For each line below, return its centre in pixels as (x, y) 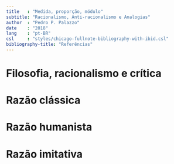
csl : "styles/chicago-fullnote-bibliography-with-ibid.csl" (87, 39)
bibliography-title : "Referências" (50, 45)
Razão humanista (49, 127)
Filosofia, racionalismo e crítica (84, 73)
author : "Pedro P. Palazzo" (43, 22)
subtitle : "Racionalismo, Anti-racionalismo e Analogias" (78, 17)
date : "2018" (27, 28)
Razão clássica (43, 100)
